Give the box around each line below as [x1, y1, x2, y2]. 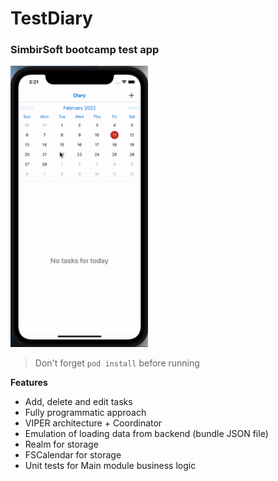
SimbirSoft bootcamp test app [10, 43, 160, 57]
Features [10, 377, 48, 389]
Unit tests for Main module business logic [24, 460, 197, 472]
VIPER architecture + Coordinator [24, 417, 163, 429]
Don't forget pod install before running [34, 357, 200, 369]
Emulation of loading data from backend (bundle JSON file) [24, 428, 269, 440]
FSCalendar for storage [24, 449, 122, 461]
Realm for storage [24, 438, 99, 451]
